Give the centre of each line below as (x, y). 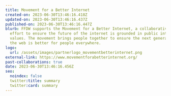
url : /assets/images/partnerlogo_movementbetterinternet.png (76, 52)
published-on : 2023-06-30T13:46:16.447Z (49, 24)
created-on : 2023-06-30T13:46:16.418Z (46, 15)
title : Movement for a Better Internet (48, 10)
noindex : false (26, 76)
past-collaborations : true (34, 62)
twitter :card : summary (34, 85)
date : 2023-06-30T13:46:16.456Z (39, 67)
